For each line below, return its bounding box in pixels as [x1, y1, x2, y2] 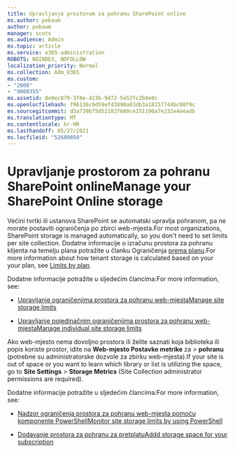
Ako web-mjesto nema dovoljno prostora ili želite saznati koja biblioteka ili [7, 338, 220, 346]
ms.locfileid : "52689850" [7, 134, 83, 141]
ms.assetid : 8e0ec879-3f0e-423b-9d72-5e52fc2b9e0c [7, 95, 158, 102]
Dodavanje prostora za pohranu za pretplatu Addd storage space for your [17, 431, 228, 439]
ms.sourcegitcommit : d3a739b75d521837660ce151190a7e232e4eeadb [7, 108, 196, 115]
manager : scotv [7, 29, 52, 37]
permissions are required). [7, 375, 84, 383]
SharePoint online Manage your [7, 179, 191, 194]
